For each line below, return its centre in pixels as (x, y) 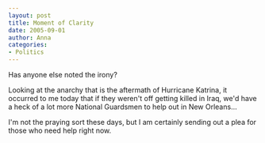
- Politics (26, 52)
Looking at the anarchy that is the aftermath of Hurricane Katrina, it (118, 90)
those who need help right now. (60, 130)
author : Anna (30, 38)
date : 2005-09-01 (37, 30)
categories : (28, 45)
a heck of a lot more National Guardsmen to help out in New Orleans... (123, 107)
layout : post (30, 15)
